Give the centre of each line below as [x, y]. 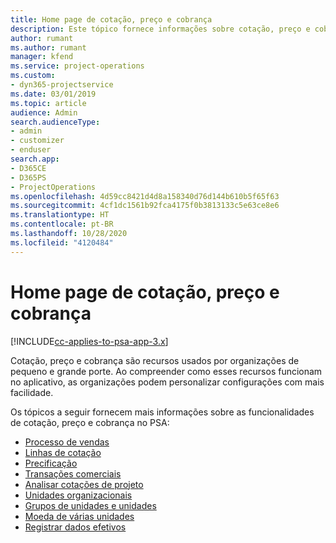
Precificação [51, 463]
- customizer [37, 141]
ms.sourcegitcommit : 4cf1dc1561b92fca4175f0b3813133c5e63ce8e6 [145, 206]
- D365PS [28, 177]
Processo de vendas [67, 442]
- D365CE [28, 168]
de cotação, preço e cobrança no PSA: [90, 422]
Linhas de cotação [63, 452]
